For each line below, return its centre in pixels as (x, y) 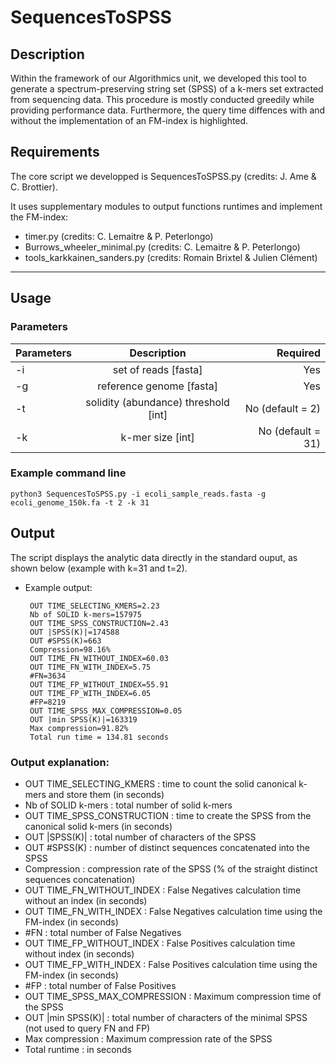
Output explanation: (60, 762)
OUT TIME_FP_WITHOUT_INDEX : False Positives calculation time (160, 943)
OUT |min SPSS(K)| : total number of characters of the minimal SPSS (166, 1017)
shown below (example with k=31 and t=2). (99, 568)
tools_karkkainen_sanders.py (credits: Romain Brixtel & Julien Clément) (171, 257)
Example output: (58, 587)
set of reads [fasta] (157, 369)
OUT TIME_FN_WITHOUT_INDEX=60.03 (99, 658)
